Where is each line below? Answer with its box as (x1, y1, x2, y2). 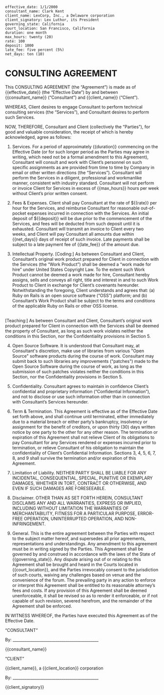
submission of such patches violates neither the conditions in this (12, 368, 144, 374)
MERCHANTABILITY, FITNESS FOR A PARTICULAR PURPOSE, (12, 510, 137, 516)
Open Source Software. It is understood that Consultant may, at (12, 342, 140, 348)
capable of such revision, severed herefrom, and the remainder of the (12, 598, 152, 604)
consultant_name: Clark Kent (5, 9, 64, 14)
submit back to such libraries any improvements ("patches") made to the (12, 358, 159, 364)
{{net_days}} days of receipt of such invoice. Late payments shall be (12, 236, 150, 242)
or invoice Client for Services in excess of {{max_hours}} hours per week (12, 185, 159, 191)
